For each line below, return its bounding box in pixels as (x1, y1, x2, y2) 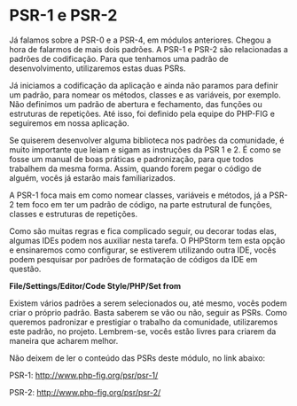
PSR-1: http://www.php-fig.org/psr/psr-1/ (9, 370, 159, 380)
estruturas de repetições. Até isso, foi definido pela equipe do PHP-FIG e (9, 108, 275, 119)
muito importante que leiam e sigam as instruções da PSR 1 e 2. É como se (9, 144, 282, 155)
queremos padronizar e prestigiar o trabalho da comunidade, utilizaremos (9, 316, 278, 327)
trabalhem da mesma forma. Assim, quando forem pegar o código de (9, 163, 262, 174)
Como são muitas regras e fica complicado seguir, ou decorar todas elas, (9, 225, 277, 236)
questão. (9, 263, 42, 274)
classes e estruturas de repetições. (9, 208, 138, 219)
